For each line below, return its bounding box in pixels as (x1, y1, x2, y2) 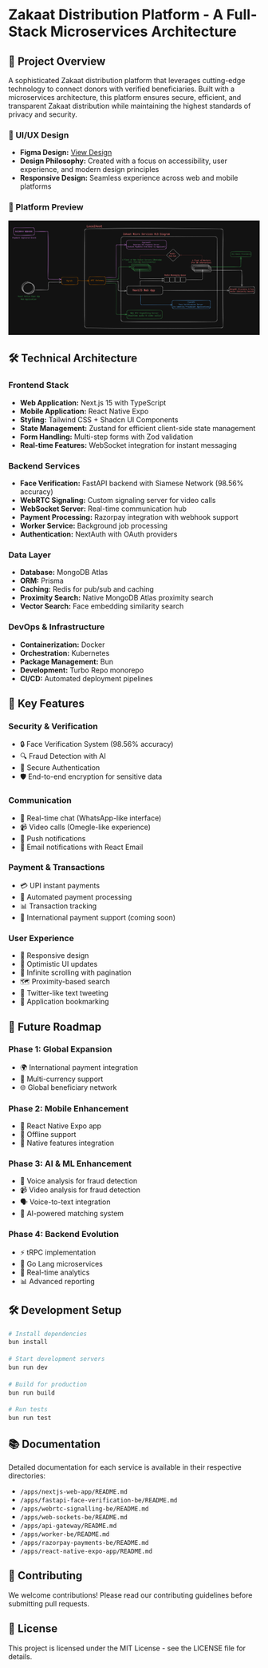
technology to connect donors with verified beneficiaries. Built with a (8, 84, 235, 94)
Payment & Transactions (8, 862, 105, 873)
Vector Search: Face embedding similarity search (19, 601, 184, 611)
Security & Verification (8, 720, 98, 732)
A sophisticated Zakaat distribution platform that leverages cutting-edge (8, 76, 246, 85)
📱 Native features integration (19, 1138, 114, 1148)
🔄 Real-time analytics (19, 1267, 90, 1277)
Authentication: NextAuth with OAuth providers (19, 529, 178, 539)
